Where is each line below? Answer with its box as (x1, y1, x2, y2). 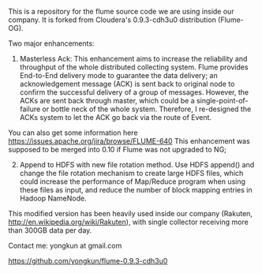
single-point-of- (196, 96, 249, 105)
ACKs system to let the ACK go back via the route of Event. (19, 113, 211, 122)
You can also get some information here (8, 128, 138, 137)
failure (19, 104, 41, 114)
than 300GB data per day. (8, 226, 92, 235)
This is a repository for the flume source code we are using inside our (8, 7, 234, 16)
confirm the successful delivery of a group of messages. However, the (19, 88, 249, 97)
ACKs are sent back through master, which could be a (19, 96, 195, 105)
